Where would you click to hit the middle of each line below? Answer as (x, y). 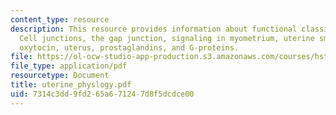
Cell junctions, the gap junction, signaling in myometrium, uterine (167, 38)
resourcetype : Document (60, 76)
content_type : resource (60, 19)
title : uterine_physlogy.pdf (71, 85)
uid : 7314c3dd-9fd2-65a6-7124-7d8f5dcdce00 (102, 94)
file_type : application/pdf (69, 66)
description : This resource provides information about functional (154, 29)
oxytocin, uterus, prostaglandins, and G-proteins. (129, 47)
